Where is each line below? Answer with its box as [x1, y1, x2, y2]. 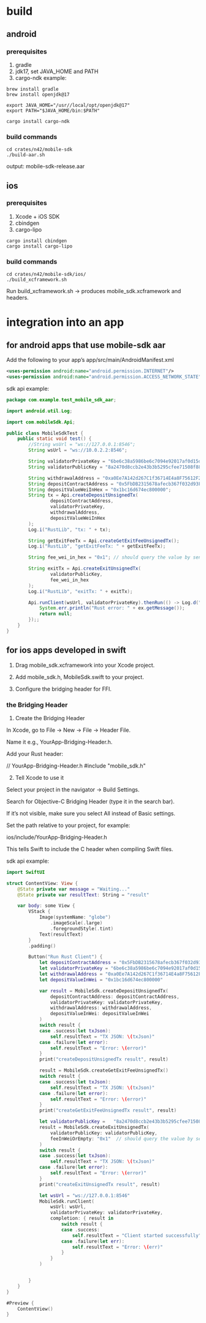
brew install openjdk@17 [6, 91, 70, 98]
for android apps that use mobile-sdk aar [6, 340, 166, 350]
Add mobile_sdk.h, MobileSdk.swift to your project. [15, 673, 144, 680]
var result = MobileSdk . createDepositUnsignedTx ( [39, 987, 169, 994]
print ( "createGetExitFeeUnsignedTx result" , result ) [39, 1107, 177, 1113]
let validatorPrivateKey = [39, 965, 109, 972]
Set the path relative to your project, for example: [6, 822, 131, 829]
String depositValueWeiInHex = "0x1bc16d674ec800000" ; [28, 487, 172, 493]
